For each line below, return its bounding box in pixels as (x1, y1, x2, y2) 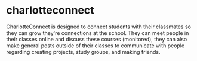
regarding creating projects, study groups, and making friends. (6, 48, 161, 55)
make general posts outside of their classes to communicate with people (6, 42, 185, 49)
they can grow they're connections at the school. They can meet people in (6, 29, 189, 36)
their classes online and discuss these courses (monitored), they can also (6, 36, 187, 43)
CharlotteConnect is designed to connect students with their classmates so (6, 23, 191, 30)
